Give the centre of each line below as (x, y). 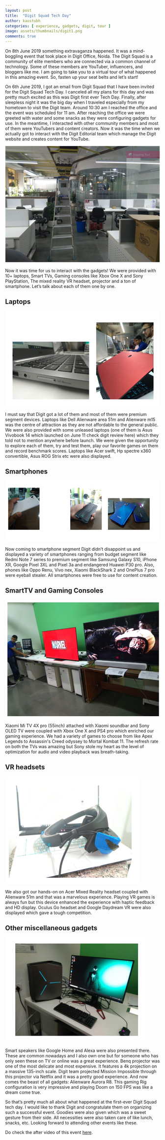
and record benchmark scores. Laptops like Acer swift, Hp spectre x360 (78, 451)
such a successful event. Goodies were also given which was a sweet (76, 1112)
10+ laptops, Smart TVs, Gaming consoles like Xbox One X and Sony (74, 276)
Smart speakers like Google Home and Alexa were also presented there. (78, 1050)
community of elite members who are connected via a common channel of (80, 61)
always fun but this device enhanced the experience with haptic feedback (80, 902)
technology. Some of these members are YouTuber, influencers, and (74, 67)
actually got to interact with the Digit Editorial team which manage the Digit (81, 134)
